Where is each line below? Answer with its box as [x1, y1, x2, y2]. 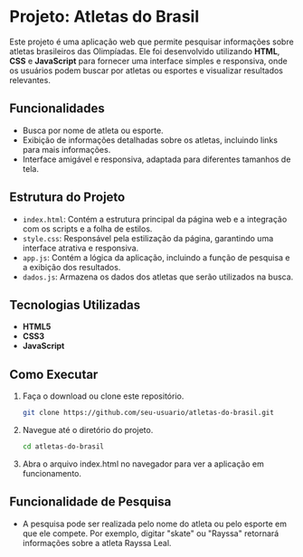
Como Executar [9, 366, 99, 382]
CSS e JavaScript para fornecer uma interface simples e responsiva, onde [9, 55, 288, 66]
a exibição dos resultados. [22, 261, 121, 272]
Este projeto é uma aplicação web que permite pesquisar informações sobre [9, 36, 294, 47]
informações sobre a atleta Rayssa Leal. [22, 537, 172, 548]
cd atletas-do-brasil [22, 442, 104, 451]
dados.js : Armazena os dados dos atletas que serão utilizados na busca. [22, 271, 294, 282]
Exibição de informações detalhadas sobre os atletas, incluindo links [22, 134, 279, 146]
